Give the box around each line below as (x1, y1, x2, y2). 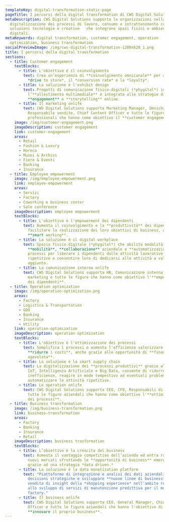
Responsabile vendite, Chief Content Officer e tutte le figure (27, 110, 165, 116)
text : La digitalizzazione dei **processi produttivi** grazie (23, 364, 158, 369)
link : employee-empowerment (14, 181, 73, 186)
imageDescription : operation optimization (14, 331, 105, 336)
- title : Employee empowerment (10, 171, 75, 177)
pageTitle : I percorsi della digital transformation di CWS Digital (5, 12, 152, 17)
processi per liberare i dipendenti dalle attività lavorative (27, 251, 163, 256)
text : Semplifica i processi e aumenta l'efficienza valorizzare (23, 345, 163, 350)
